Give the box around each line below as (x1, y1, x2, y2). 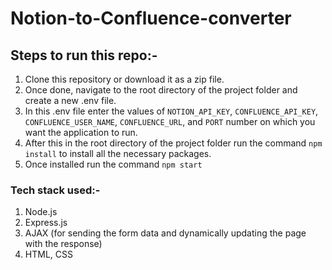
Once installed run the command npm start (24, 158, 203, 170)
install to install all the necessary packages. (24, 148, 212, 159)
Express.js (24, 217, 68, 229)
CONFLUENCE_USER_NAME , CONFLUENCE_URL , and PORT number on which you (24, 116, 316, 127)
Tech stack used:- (10, 183, 101, 197)
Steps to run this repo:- (10, 47, 158, 64)
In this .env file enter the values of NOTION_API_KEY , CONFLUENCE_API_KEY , (24, 105, 319, 117)
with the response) (24, 238, 103, 250)
